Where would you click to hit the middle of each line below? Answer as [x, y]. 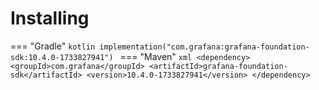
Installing [50, 18]
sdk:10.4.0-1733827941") [62, 57]
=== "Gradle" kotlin [53, 46]
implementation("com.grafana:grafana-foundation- [204, 47]
